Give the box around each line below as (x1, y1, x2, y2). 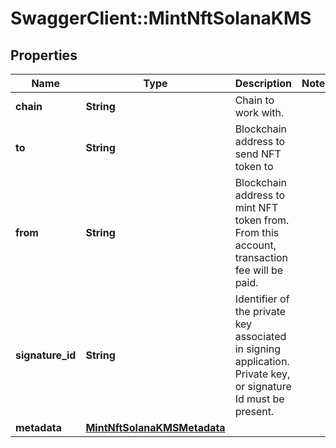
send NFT (234, 147, 282, 161)
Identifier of (234, 292, 290, 306)
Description (234, 77, 293, 90)
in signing (234, 342, 281, 356)
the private (234, 305, 287, 318)
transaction (234, 251, 289, 264)
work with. (234, 106, 285, 119)
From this (234, 226, 280, 239)
